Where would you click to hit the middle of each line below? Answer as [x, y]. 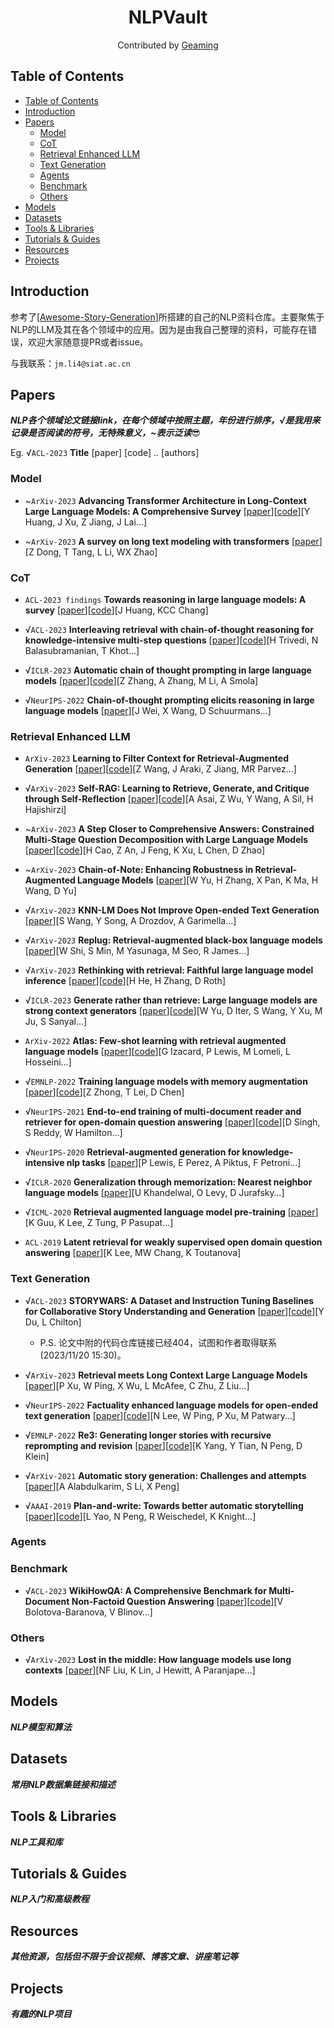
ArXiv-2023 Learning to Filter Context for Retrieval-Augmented [157, 758]
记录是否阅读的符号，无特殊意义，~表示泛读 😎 [106, 433]
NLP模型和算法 [41, 1727]
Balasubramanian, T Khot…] [82, 650]
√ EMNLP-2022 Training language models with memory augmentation [166, 1082]
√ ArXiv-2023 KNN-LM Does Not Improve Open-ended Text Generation [172, 910]
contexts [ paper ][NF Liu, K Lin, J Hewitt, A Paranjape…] [140, 1670]
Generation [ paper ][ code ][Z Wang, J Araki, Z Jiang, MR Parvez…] [160, 769]
